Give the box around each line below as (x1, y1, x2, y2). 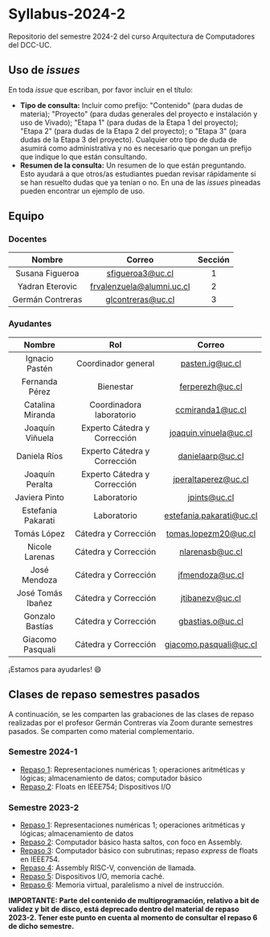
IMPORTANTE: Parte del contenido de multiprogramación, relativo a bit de (8, 896, 260, 906)
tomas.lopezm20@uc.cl (166, 528, 256, 539)
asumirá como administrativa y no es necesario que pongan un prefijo (19, 143, 252, 153)
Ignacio (25, 352, 54, 363)
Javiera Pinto (14, 491, 64, 503)
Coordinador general (76, 358, 155, 369)
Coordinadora (89, 399, 142, 410)
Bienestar (97, 380, 134, 392)
